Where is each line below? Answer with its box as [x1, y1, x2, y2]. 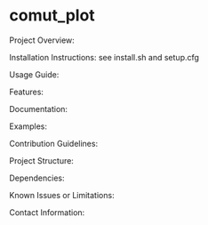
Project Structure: [9, 155, 74, 165]
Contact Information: [9, 206, 85, 218]
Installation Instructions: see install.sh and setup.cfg [9, 52, 200, 62]
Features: [9, 86, 44, 97]
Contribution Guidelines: [9, 138, 99, 149]
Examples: [9, 121, 47, 132]
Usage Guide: [9, 68, 60, 80]
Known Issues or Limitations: [9, 189, 115, 200]
